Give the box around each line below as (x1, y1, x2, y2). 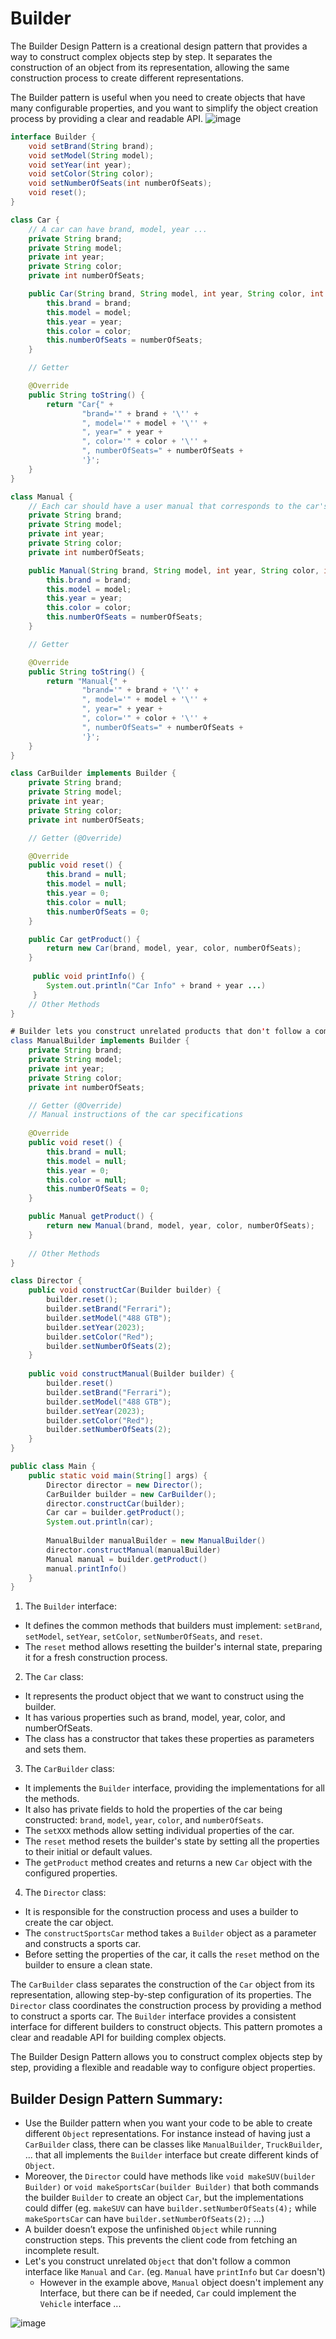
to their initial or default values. (24, 1846, 153, 1858)
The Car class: (24, 1671, 84, 1683)
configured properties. (24, 1867, 118, 1879)
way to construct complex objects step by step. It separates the (10, 50, 273, 62)
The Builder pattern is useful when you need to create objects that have (10, 91, 306, 103)
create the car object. (24, 1917, 114, 1929)
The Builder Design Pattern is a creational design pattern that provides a (10, 40, 308, 52)
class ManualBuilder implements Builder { (10, 1036, 190, 1046)
